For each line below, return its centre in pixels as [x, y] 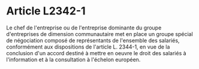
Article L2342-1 [46, 11]
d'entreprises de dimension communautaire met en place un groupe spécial [99, 34]
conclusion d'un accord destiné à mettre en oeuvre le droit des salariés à [97, 53]
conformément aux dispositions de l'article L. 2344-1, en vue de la [88, 47]
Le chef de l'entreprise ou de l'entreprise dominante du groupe [84, 28]
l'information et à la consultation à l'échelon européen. [73, 59]
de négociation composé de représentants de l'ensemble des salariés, [93, 40]
